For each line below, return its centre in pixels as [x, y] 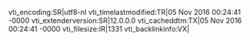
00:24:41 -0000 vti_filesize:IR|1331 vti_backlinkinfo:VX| [99, 29]
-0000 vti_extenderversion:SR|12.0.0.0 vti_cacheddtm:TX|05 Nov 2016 [125, 20]
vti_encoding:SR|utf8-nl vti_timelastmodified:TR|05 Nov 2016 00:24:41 [125, 12]
